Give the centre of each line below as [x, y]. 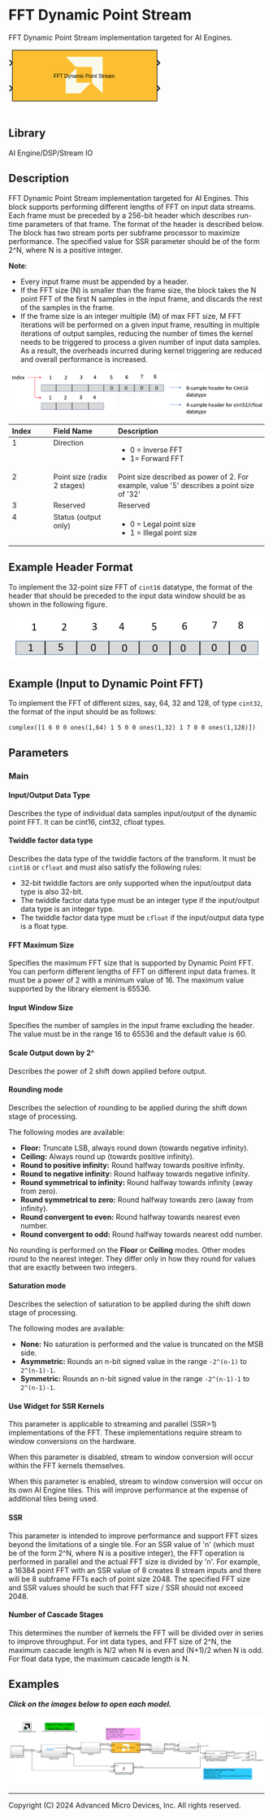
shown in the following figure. [58, 604]
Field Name [73, 431]
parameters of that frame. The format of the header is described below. [144, 224]
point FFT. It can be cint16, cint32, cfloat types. [87, 822]
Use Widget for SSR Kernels [56, 1406]
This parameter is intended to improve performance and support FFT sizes [133, 1536]
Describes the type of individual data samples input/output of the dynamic [133, 813]
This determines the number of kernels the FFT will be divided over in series [136, 1633]
